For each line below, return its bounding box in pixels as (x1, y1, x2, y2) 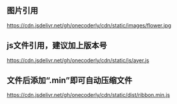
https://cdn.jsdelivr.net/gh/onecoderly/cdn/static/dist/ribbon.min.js (7, 92, 170, 99)
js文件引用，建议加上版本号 (7, 40, 108, 51)
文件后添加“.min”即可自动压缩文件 (7, 75, 132, 86)
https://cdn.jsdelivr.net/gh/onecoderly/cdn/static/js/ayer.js (7, 56, 150, 64)
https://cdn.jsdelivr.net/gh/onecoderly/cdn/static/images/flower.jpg (7, 21, 172, 29)
